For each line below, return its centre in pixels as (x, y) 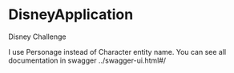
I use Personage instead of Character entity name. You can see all (117, 52)
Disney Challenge (37, 36)
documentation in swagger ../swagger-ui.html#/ (87, 60)
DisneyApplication (71, 15)
